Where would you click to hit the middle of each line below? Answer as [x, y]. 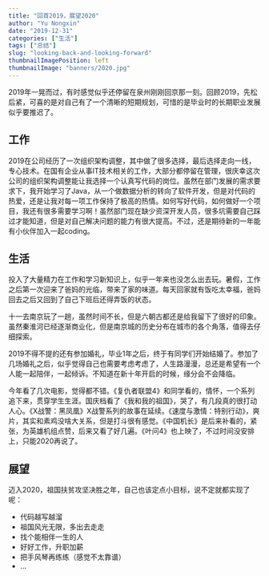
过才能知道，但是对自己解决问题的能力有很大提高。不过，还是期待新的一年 [131, 221]
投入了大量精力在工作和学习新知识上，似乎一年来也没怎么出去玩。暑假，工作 [134, 280]
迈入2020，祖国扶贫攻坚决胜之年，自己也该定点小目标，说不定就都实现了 [129, 490]
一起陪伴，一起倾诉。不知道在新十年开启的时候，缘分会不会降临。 [131, 374]
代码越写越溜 [41, 517]
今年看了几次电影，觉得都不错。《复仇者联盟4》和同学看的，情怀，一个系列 [132, 391]
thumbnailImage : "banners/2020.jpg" [69, 68]
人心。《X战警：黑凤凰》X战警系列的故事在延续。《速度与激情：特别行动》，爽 [134, 411]
